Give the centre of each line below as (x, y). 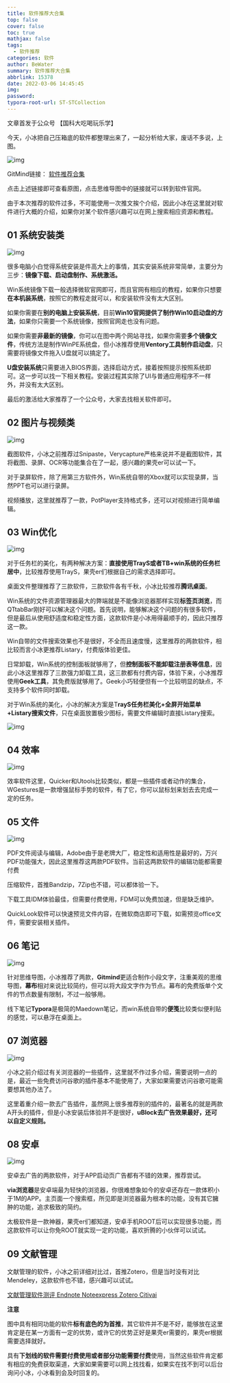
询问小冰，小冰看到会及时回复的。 (55, 1373)
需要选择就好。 (28, 1341)
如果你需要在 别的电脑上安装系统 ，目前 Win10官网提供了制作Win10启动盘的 (112, 312)
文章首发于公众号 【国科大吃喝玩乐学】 (62, 123)
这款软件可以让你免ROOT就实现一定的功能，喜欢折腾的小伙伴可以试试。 (108, 1230)
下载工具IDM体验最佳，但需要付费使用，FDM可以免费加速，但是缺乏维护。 (112, 899)
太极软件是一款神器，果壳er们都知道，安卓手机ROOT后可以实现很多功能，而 (114, 1222)
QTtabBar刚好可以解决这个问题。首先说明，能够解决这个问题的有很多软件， (113, 610)
